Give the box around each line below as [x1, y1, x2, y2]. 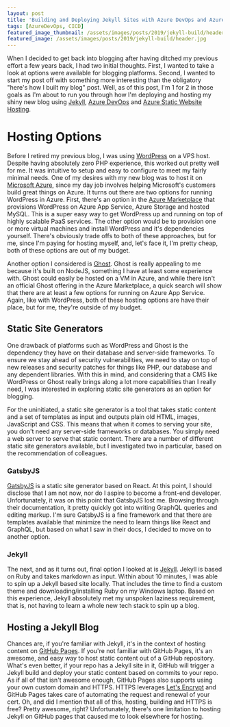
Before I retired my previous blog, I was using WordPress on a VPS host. [7, 152, 211, 160]
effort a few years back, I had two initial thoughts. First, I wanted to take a [7, 62, 214, 70]
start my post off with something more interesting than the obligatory [7, 76, 202, 84]
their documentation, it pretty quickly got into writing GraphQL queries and [7, 504, 218, 512]
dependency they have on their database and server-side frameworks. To [7, 348, 215, 357]
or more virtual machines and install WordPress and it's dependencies [7, 225, 205, 233]
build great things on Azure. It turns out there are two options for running [7, 188, 213, 196]
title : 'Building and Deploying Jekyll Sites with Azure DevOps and [7, 16, 207, 23]
